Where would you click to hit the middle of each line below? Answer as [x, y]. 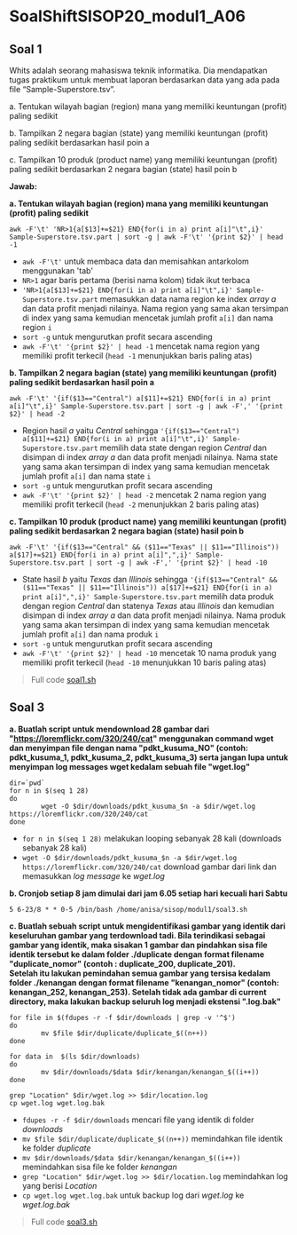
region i [37, 327]
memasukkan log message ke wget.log [94, 875]
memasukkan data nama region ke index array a [188, 299]
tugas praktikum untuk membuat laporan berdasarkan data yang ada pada [145, 80]
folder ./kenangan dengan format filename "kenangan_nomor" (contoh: [144, 982]
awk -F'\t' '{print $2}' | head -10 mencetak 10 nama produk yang [149, 653]
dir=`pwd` [27, 783]
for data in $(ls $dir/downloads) [75, 1057]
